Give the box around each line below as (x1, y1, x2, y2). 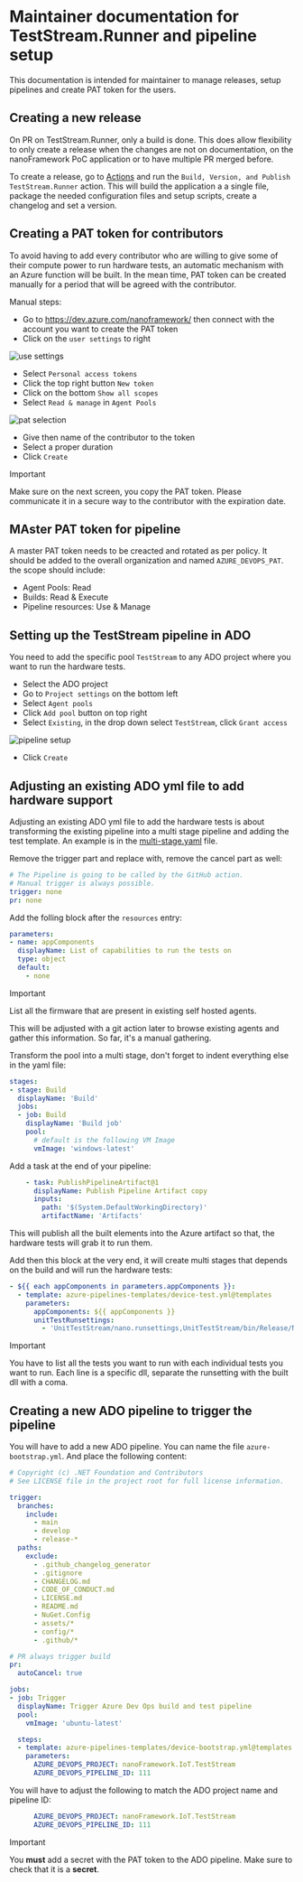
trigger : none (9, 887, 63, 896)
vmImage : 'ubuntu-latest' (25, 1719, 124, 1728)
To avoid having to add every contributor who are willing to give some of (9, 250, 279, 261)
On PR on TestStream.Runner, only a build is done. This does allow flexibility (9, 134, 292, 145)
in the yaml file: (9, 1059, 66, 1070)
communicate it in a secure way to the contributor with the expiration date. (9, 495, 287, 507)
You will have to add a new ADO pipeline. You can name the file (9, 1441, 245, 1452)
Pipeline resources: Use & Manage (22, 601, 151, 612)
